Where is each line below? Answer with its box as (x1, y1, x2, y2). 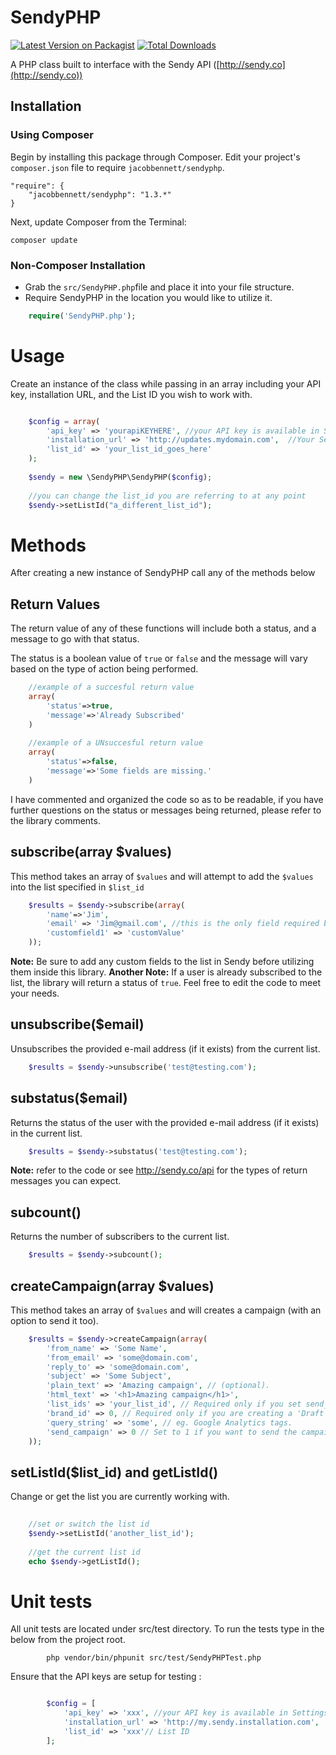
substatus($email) (10, 1090, 128, 1107)
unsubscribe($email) (10, 1016, 145, 1033)
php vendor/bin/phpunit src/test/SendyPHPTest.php (46, 1653, 262, 1663)
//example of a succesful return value (28, 682, 195, 693)
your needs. (10, 987, 60, 1000)
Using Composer (10, 128, 94, 142)
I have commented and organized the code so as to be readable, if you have (10, 793, 324, 805)
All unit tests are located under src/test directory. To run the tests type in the (10, 1623, 325, 1635)
